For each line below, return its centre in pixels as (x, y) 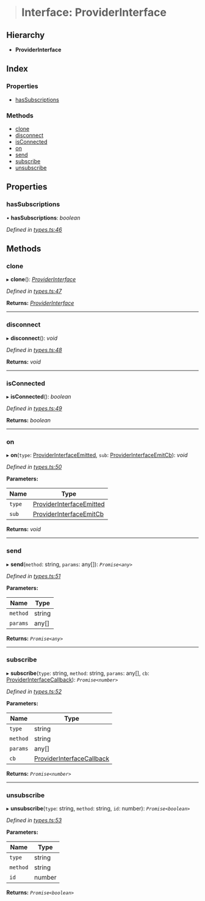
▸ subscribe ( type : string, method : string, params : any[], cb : (78, 673)
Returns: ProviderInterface (40, 303)
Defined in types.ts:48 (34, 350)
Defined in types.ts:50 (34, 467)
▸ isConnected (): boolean (39, 396)
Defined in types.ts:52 (34, 691)
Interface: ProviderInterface (94, 13)
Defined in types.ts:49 (34, 408)
